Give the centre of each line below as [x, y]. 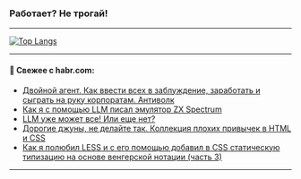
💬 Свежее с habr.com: [52, 70]
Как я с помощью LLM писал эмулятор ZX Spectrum [122, 109]
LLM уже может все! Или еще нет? [89, 118]
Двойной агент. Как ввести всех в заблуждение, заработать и [141, 90]
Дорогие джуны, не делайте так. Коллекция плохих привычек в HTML [157, 128]
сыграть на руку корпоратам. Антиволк [98, 99]
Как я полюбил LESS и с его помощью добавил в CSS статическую [151, 147]
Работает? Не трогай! [59, 13]
